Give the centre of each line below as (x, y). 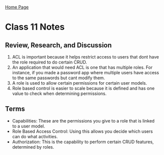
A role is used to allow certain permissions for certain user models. (80, 83)
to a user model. (29, 126)
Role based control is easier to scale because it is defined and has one (83, 88)
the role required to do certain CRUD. (49, 62)
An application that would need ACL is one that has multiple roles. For (82, 67)
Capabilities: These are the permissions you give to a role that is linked (83, 121)
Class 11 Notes (35, 27)
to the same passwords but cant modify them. (59, 78)
